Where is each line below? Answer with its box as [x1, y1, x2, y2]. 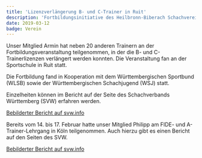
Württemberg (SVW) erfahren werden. [6, 98, 101, 105]
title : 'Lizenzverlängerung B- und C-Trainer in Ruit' [6, 8, 147, 15]
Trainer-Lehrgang [6, 127, 50, 134]
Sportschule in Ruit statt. [6, 62, 67, 69]
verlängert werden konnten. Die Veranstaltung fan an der [46, 55, 187, 62]
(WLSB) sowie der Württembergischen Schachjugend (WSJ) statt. [6, 80, 170, 87]
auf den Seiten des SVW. [6, 134, 68, 141]
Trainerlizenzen [6, 55, 45, 62]
